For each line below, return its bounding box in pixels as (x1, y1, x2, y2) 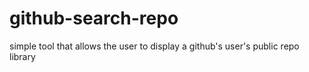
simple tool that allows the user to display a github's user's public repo (9, 40, 300, 52)
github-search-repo (9, 7, 179, 30)
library (9, 50, 36, 62)
